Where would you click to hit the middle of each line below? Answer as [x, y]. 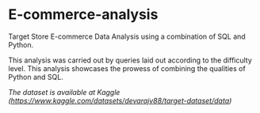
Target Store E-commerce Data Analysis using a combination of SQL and [127, 36]
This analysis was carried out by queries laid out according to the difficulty [130, 60]
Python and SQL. [36, 77]
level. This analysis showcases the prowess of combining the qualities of [127, 68]
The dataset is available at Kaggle [64, 92]
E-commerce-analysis [83, 15]
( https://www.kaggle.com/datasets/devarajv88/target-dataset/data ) [120, 100]
